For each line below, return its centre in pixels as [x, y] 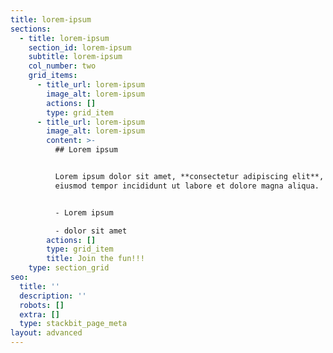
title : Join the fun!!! [95, 259]
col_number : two [62, 66]
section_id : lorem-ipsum [80, 47]
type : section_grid [69, 268]
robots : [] [42, 305]
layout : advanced [46, 333]
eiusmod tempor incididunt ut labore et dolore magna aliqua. [187, 186]
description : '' [53, 296]
